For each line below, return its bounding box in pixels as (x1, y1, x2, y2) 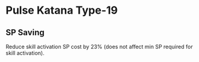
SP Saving (5, 27, 45, 38)
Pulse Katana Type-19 (5, 4, 118, 17)
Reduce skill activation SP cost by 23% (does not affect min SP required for (5, 43, 194, 50)
